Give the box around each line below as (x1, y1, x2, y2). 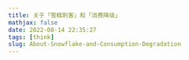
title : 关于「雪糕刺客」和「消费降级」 (8, 11, 121, 19)
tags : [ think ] (8, 33, 55, 41)
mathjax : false (8, 19, 58, 26)
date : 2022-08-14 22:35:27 (8, 26, 97, 34)
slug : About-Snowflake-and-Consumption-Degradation (8, 41, 181, 48)
